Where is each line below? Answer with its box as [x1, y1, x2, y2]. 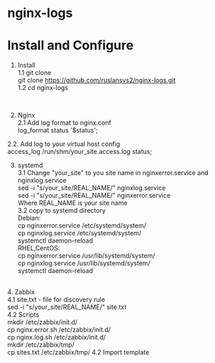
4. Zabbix [7, 288, 35, 296]
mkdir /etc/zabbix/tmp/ [7, 340, 75, 349]
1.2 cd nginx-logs [17, 84, 69, 92]
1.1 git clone [17, 69, 52, 77]
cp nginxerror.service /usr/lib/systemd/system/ [17, 252, 155, 260]
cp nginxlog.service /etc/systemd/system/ [17, 229, 142, 238]
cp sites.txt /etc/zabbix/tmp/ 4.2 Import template [7, 348, 150, 357]
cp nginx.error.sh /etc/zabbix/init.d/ [7, 325, 111, 334]
